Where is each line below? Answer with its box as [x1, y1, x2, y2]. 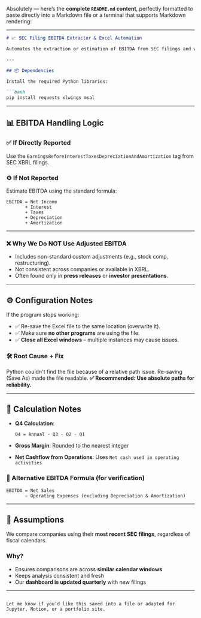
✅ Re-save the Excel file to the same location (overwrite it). [14, 323, 160, 330]
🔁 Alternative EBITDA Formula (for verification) [6, 474, 145, 482]
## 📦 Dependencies [6, 67, 54, 74]
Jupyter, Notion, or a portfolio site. [6, 606, 106, 612]
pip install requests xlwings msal [6, 95, 95, 101]
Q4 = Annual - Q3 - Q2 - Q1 [14, 431, 85, 437]
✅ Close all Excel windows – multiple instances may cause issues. [14, 336, 179, 344]
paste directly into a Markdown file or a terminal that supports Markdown [6, 11, 186, 19]
